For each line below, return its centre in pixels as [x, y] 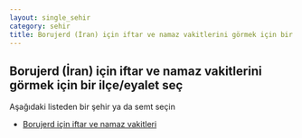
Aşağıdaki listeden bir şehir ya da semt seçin [93, 107]
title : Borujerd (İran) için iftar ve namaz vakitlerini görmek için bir [151, 34]
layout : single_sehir [50, 18]
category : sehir [40, 26]
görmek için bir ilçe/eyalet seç [96, 85]
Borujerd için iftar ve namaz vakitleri [90, 124]
